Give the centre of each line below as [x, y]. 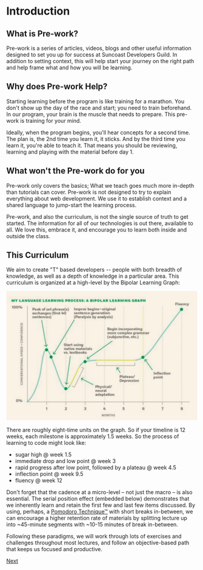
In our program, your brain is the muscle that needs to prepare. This [91, 114]
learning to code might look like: [46, 442]
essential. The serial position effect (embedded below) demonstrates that [98, 498]
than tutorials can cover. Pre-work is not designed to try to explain [89, 192]
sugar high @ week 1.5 [43, 455]
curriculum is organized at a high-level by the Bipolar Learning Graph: [93, 283]
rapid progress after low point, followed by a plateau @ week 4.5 [96, 467]
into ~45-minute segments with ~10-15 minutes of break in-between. [92, 524]
